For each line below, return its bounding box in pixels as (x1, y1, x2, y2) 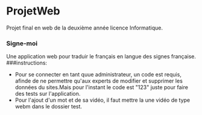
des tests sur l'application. (14, 90, 81, 98)
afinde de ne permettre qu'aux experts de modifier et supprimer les (14, 77, 183, 85)
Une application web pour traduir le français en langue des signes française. (6, 53, 197, 60)
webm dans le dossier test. (14, 103, 83, 110)
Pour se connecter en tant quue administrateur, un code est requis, (14, 71, 182, 78)
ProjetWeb (6, 4, 60, 18)
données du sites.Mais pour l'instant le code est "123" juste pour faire (14, 84, 189, 91)
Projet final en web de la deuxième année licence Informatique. (6, 24, 163, 31)
